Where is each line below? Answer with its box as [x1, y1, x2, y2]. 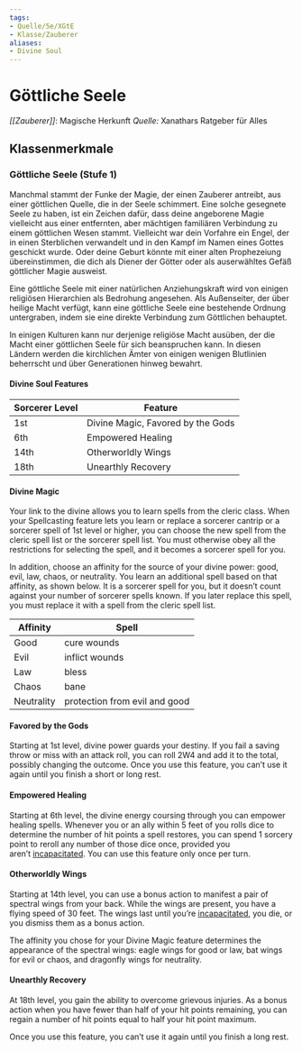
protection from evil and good [64, 695, 190, 708]
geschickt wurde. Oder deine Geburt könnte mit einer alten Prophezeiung [9, 246, 281, 257]
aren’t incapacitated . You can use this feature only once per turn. [9, 848, 251, 859]
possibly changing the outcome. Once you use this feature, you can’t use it [9, 759, 288, 771]
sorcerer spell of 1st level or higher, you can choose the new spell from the [9, 525, 287, 536]
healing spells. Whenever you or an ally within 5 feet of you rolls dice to [9, 819, 275, 830]
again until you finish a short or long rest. [9, 769, 162, 780]
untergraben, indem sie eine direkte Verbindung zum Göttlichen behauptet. [9, 312, 288, 323]
